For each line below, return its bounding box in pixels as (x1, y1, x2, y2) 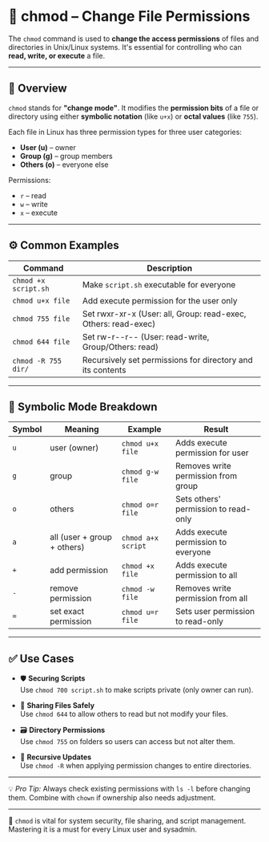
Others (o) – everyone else (19, 160, 110, 169)
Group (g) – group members (19, 151, 114, 161)
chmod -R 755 (12, 356, 62, 365)
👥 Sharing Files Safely (19, 701, 94, 710)
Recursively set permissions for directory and (82, 354, 254, 365)
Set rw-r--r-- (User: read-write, (82, 331, 210, 342)
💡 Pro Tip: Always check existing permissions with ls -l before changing (8, 784, 251, 794)
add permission (49, 565, 108, 576)
